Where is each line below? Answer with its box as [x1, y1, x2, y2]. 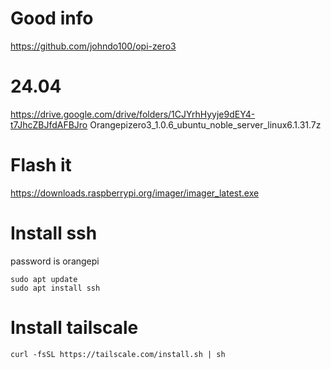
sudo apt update [10, 274, 78, 284]
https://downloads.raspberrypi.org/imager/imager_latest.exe [10, 187, 260, 199]
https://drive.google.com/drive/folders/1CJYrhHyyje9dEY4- [10, 108, 256, 120]
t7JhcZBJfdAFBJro [10, 118, 88, 131]
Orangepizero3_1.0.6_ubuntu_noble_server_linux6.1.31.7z [89, 118, 322, 131]
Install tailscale [10, 316, 139, 339]
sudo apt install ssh [10, 283, 101, 293]
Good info [10, 7, 94, 30]
